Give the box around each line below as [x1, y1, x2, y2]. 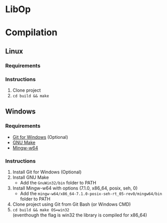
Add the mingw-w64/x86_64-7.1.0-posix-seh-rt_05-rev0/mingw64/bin [20, 190, 162, 196]
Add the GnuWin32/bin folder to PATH [20, 179, 97, 185]
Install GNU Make [12, 174, 49, 180]
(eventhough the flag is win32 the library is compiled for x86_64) [12, 212, 147, 218]
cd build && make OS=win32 [12, 207, 70, 212]
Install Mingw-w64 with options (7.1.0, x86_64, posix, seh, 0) [12, 185, 138, 191]
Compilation [5, 27, 58, 39]
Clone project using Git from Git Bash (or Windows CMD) [12, 201, 131, 207]
